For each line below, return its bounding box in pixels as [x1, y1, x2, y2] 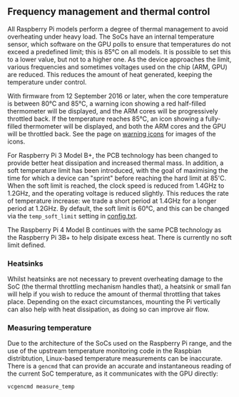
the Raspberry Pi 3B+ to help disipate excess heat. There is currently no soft [7, 233, 232, 241]
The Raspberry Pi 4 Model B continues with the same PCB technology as [7, 225, 222, 234]
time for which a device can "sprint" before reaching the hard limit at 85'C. [7, 174, 227, 182]
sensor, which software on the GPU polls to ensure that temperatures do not [7, 39, 231, 49]
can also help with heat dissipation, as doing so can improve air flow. [7, 305, 210, 313]
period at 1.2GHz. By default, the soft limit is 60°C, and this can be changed [7, 203, 230, 213]
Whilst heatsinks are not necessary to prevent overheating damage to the [7, 275, 223, 283]
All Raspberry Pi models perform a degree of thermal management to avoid [7, 24, 228, 33]
